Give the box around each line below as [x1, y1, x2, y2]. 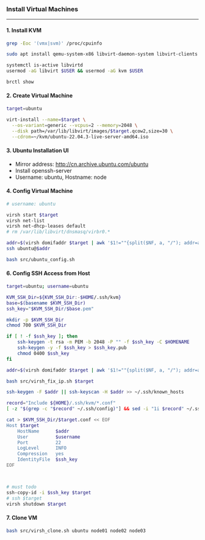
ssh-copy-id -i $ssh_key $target [6, 489, 92, 495]
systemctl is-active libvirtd [6, 62, 84, 68]
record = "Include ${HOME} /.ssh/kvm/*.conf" [6, 400, 116, 406]
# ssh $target [6, 495, 43, 502]
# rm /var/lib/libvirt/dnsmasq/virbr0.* [6, 229, 111, 235]
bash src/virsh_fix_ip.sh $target [6, 378, 95, 384]
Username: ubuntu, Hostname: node [15, 173, 107, 181]
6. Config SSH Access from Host [6, 270, 90, 277]
